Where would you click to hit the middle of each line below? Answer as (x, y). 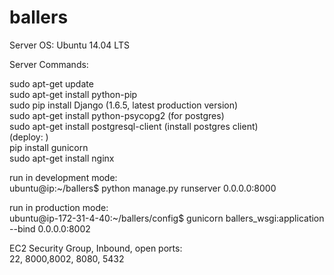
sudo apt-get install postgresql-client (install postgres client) (134, 126)
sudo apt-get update (51, 83)
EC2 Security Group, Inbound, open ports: (96, 248)
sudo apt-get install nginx (62, 158)
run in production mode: (59, 207)
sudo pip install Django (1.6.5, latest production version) (124, 105)
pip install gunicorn (49, 147)
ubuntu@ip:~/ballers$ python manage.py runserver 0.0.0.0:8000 (143, 188)
